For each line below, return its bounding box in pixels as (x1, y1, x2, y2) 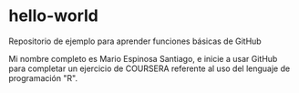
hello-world (8, 5, 99, 26)
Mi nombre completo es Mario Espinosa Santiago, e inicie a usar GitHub (8, 53, 278, 64)
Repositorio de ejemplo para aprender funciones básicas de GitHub (8, 36, 262, 46)
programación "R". (8, 72, 78, 83)
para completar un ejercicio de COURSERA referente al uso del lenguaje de (8, 63, 291, 74)
